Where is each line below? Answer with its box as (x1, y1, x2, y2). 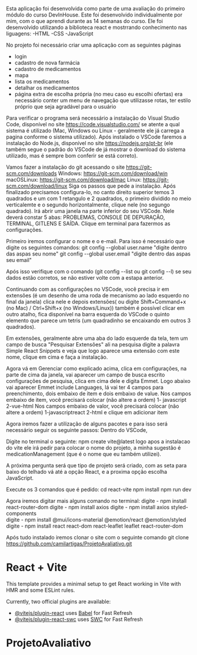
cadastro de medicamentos (14, 65, 81, 73)
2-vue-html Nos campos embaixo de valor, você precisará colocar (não (6, 402, 179, 410)
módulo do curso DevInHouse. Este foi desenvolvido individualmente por (6, 11, 183, 18)
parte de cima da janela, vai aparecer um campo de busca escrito (6, 371, 165, 378)
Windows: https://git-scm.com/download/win (58, 170, 168, 176)
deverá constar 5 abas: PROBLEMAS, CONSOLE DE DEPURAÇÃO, (6, 214, 165, 221)
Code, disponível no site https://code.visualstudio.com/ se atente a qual (6, 121, 181, 127)
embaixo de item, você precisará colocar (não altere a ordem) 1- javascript (6, 397, 187, 403)
